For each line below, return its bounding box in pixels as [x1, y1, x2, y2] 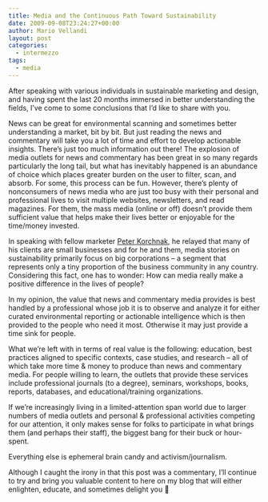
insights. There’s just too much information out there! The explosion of [8, 144, 240, 153]
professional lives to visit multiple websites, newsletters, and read [8, 195, 225, 204]
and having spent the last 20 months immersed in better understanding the [8, 94, 255, 104]
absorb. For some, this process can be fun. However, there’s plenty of [8, 178, 238, 188]
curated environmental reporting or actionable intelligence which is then [8, 311, 246, 321]
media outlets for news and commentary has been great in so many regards [8, 152, 258, 162]
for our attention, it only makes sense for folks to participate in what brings [8, 419, 254, 429]
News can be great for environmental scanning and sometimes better [8, 118, 238, 128]
